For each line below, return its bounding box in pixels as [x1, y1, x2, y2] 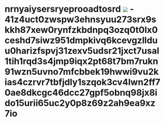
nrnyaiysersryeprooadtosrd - [4, 3, 134, 15]
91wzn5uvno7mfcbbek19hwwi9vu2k [4, 66, 159, 77]
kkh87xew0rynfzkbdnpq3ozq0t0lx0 [4, 25, 158, 35]
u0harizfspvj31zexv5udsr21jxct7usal [4, 45, 160, 57]
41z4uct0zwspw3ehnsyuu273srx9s [4, 14, 157, 25]
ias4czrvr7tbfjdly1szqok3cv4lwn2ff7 [4, 77, 161, 88]
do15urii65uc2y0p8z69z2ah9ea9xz [4, 97, 156, 109]
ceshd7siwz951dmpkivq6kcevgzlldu [4, 35, 158, 46]
